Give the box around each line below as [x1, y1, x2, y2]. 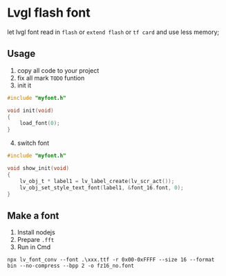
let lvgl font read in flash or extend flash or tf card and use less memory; [7, 28, 220, 36]
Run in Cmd [17, 243, 50, 251]
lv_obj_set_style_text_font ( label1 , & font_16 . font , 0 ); [19, 184, 185, 191]
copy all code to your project [17, 66, 100, 74]
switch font [17, 139, 50, 147]
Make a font [7, 209, 59, 221]
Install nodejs [17, 228, 55, 236]
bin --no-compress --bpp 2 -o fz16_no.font [7, 262, 135, 270]
